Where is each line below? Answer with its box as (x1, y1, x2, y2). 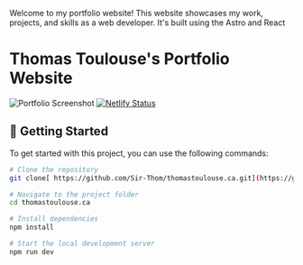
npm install (9, 223, 54, 233)
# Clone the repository (9, 165, 99, 174)
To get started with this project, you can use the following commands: (9, 148, 269, 159)
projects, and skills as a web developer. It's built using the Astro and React (9, 17, 286, 28)
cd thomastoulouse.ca (9, 198, 91, 207)
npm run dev (9, 247, 54, 256)
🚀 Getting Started (9, 123, 109, 139)
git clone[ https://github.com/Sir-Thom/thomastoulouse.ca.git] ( (9, 173, 260, 183)
